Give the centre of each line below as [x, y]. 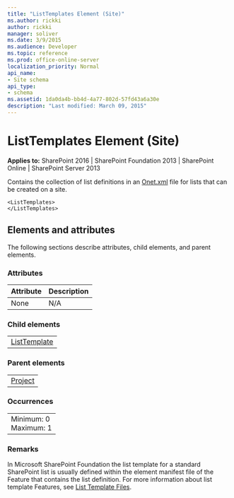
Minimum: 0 [31, 419]
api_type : [22, 86]
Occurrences [30, 402]
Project [23, 381]
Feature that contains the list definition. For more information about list [110, 480]
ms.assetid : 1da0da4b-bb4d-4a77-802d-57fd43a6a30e [83, 100]
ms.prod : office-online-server [53, 60]
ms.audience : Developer [42, 47]
